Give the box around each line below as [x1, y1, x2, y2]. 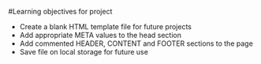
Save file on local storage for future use [19, 47, 148, 56]
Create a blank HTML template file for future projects [19, 22, 192, 31]
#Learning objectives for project [8, 7, 113, 16]
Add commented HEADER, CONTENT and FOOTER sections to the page [19, 39, 254, 48]
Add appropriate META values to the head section [19, 31, 181, 40]
